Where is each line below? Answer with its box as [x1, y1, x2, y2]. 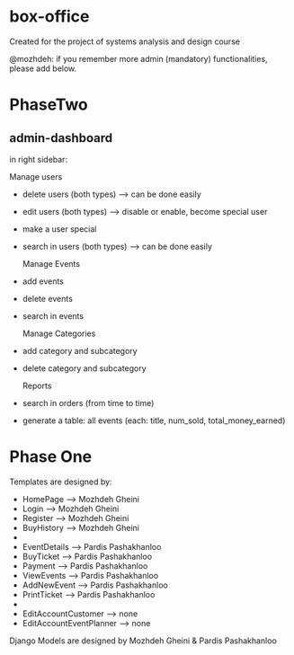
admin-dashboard [9, 130, 113, 146]
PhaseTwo [9, 94, 88, 115]
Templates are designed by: [9, 476, 112, 487]
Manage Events [22, 258, 81, 269]
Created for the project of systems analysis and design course [9, 36, 241, 47]
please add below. [9, 63, 77, 74]
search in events [22, 310, 84, 321]
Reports [22, 380, 52, 391]
